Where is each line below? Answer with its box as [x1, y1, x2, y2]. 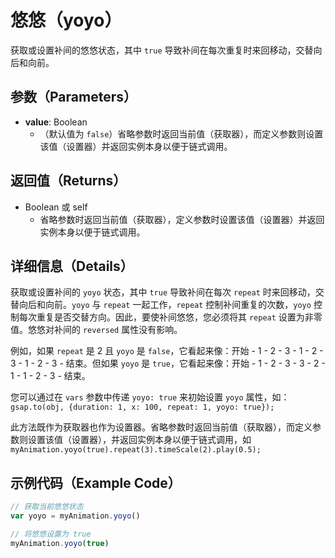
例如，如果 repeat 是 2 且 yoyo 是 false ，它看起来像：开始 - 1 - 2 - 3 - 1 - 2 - [10, 345, 324, 357]
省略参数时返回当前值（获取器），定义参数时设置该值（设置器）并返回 [39, 213, 325, 225]
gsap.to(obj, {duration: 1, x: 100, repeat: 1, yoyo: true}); [10, 402, 275, 413]
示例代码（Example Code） [10, 474, 182, 491]
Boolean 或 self [24, 201, 88, 213]
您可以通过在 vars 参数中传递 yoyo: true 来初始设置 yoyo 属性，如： [10, 391, 290, 403]
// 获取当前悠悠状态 [10, 502, 84, 512]
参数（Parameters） [10, 89, 137, 106]
